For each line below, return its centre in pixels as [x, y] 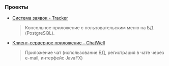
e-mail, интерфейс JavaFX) [54, 58]
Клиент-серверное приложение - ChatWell [59, 43]
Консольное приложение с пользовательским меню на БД [89, 28]
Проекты [17, 7]
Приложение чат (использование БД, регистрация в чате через [94, 53]
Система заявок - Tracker [40, 18]
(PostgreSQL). [40, 33]
